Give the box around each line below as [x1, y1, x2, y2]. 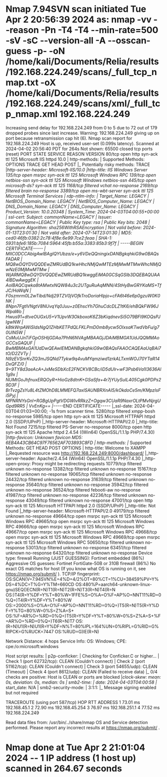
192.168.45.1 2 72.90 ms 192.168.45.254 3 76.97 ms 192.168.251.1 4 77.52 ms [5, 704, 160, 710]
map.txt [5, 77, 39, 88]
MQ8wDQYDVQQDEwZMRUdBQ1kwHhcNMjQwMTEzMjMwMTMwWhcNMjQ [5, 261, 162, 267]
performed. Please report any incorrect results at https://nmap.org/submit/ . [5, 725, 160, 731]
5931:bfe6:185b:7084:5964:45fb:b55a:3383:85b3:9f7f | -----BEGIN [5, 240, 144, 246]
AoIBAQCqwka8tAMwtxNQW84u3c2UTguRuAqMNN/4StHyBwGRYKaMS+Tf [5, 282, 162, 288]
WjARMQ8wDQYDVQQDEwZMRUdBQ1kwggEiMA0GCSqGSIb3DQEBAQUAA [5, 272, 160, 278]
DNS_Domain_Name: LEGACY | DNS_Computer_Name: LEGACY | [5, 204, 138, 209]
